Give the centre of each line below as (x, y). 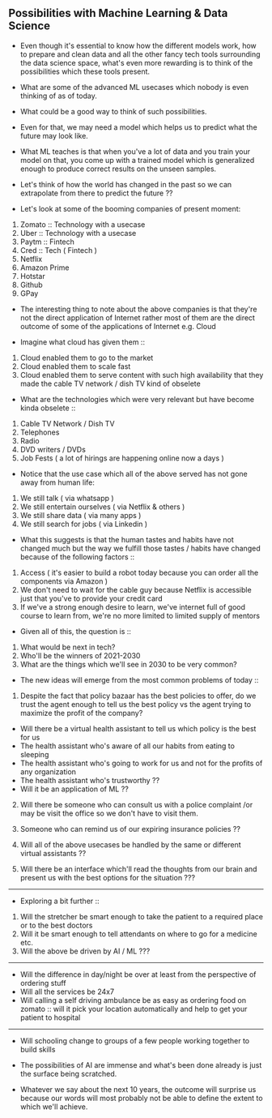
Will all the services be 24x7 (67, 992)
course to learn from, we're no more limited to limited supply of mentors (140, 615)
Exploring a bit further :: (59, 901)
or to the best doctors (56, 925)
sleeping (34, 754)
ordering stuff (43, 983)
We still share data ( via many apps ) (81, 515)
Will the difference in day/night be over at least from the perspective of (138, 974)
